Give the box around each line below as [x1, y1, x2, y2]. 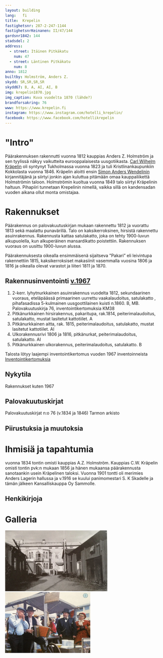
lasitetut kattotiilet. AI [12, 326, 54, 332]
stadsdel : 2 [5, 39, 29, 44]
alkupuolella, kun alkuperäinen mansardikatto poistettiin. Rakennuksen [5, 238, 146, 244]
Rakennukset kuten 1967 [5, 383, 54, 389]
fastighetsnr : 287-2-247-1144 [5, 23, 67, 28]
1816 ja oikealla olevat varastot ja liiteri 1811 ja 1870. [5, 263, 107, 268]
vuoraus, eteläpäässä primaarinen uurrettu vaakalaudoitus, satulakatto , [12, 295, 156, 301]
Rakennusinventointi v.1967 [5, 277, 91, 285]
